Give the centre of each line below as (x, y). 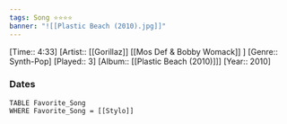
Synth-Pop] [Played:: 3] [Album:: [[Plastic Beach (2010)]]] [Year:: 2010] (140, 61)
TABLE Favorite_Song (48, 103)
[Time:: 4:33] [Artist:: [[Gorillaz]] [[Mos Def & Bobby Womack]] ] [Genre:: (143, 51)
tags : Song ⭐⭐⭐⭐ (41, 18)
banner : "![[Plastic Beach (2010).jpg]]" (88, 26)
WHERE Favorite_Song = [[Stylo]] (72, 111)
